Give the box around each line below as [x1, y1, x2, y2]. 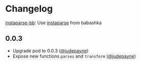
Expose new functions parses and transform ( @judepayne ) [12, 53, 136, 59]
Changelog [5, 3, 53, 15]
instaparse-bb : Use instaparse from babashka [5, 20, 102, 26]
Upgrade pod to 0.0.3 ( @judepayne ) [12, 47, 89, 53]
